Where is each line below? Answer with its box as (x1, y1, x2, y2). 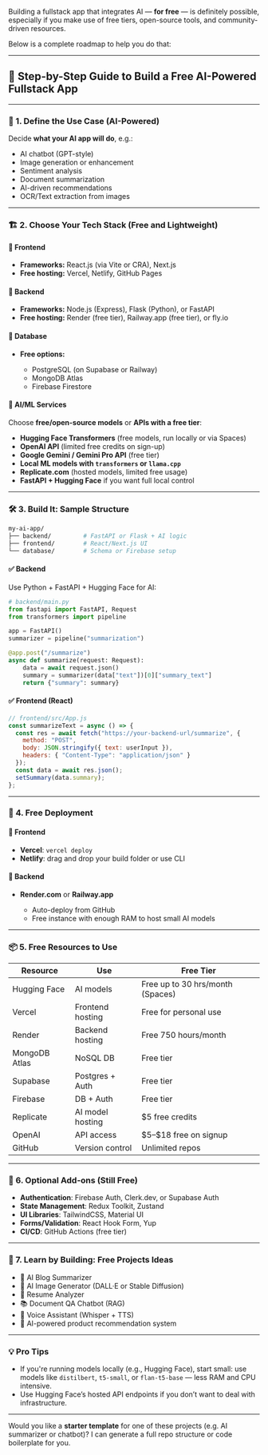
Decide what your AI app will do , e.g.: (8, 133, 133, 143)
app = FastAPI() (8, 627, 62, 635)
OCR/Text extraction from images (19, 192, 130, 201)
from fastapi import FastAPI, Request (8, 605, 137, 614)
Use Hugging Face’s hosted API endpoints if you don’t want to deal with (19, 1389, 255, 1399)
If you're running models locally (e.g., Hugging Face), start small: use (19, 1364, 247, 1374)
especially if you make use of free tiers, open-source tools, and (8, 15, 217, 25)
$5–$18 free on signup (141, 1130, 228, 1141)
